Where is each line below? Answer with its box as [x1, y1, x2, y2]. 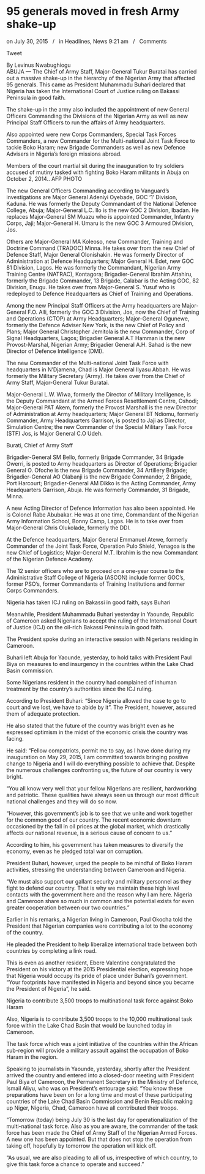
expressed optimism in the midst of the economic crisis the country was [6, 728, 188, 736]
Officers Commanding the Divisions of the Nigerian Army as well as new [6, 112, 188, 119]
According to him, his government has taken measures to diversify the [6, 841, 184, 848]
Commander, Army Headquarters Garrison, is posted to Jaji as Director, [6, 417, 187, 424]
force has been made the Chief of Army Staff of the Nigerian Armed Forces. [6, 1129, 198, 1136]
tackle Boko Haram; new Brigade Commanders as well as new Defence [6, 143, 185, 151]
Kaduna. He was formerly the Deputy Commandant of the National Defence [6, 200, 197, 207]
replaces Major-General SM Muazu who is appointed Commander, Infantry [6, 213, 195, 220]
